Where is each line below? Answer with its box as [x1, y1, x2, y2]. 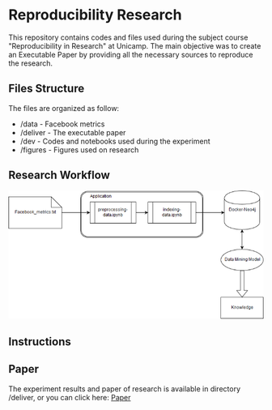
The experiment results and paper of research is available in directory [8, 383, 241, 394]
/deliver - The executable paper [19, 127, 126, 137]
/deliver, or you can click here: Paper [8, 392, 131, 402]
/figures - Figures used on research [19, 144, 139, 155]
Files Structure [8, 82, 85, 96]
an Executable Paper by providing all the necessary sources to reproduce [8, 49, 253, 59]
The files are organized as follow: [8, 103, 120, 113]
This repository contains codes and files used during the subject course [8, 32, 249, 42]
